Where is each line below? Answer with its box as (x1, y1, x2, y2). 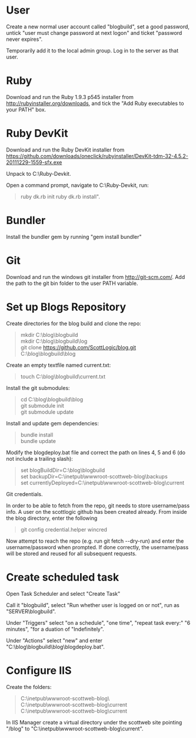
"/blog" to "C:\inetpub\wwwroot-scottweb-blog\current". (6, 725, 144, 732)
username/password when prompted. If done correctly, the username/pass (6, 543, 189, 550)
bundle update (20, 437, 56, 444)
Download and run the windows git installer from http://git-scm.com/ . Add (6, 273, 185, 280)
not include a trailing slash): (6, 455, 74, 462)
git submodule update (20, 408, 74, 415)
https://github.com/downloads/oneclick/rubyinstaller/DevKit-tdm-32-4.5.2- (6, 152, 188, 159)
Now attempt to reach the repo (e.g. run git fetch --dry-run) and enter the (6, 537, 184, 545)
